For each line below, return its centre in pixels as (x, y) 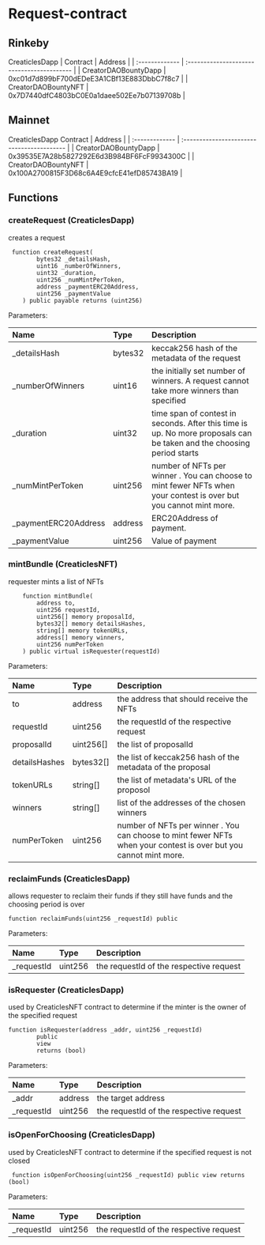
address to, (56, 603)
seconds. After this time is (200, 423)
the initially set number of (198, 371)
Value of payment (184, 541)
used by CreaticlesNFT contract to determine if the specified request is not (130, 1152)
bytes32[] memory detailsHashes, (91, 624)
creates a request (37, 237)
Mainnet (29, 121)
